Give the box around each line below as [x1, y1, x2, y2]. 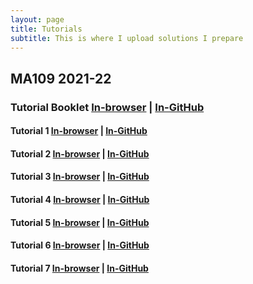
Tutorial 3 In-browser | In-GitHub [10, 171, 150, 183]
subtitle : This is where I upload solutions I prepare [10, 33, 244, 43]
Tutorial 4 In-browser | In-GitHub [10, 194, 150, 206]
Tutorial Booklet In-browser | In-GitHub [10, 100, 205, 114]
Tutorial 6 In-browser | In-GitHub [10, 239, 150, 251]
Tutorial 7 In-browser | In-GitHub [10, 262, 149, 274]
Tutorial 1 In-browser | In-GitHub [10, 125, 148, 137]
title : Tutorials [10, 24, 83, 34]
